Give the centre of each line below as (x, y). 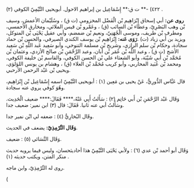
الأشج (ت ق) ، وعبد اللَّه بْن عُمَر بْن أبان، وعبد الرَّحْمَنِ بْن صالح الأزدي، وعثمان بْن (93, 51)
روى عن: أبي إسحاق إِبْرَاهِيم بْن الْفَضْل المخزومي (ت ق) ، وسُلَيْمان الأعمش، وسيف (95, 20)
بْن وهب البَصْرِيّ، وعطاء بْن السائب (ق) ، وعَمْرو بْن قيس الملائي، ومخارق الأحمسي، (96, 27)
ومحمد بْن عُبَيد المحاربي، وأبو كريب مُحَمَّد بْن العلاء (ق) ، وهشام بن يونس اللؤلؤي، (93, 64)
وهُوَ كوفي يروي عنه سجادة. (36, 87)
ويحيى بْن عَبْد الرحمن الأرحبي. (39, 70)
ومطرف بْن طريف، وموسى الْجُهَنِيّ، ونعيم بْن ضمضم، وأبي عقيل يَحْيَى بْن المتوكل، (94, 33)
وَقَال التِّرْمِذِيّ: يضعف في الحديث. (42, 128)
